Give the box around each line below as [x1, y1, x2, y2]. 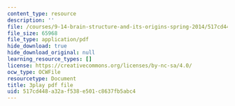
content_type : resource [7, 10, 77, 17]
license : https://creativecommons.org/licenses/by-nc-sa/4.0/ [7, 62, 192, 69]
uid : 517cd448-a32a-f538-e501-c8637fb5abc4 [7, 88, 136, 95]
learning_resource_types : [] [7, 56, 92, 63]
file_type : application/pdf [7, 36, 90, 43]
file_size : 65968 [7, 29, 58, 37]
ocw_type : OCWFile [7, 68, 61, 75]
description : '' [7, 17, 55, 24]
